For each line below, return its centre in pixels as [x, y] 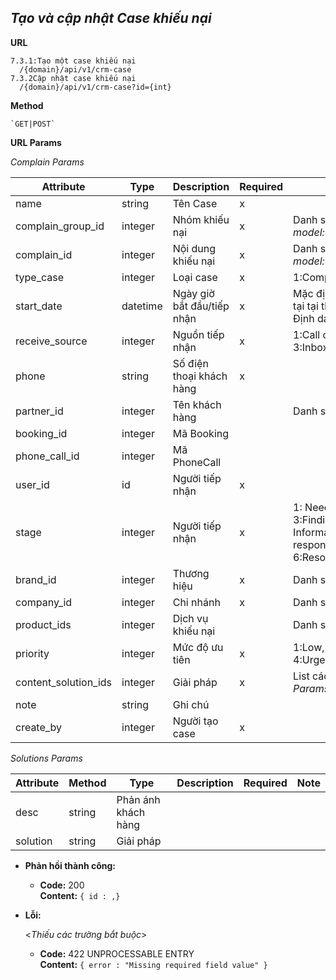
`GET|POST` [33, 124]
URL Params [36, 142]
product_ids [43, 624]
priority [32, 653]
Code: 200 [62, 885]
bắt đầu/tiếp [201, 306]
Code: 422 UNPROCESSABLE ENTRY [117, 953]
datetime [142, 306]
